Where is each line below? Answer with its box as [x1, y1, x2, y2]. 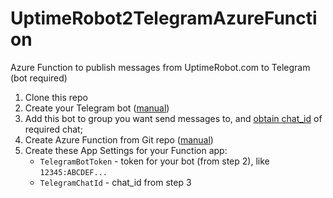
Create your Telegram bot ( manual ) [24, 102, 170, 114]
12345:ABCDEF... [39, 167, 108, 177]
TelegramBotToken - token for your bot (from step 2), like [39, 155, 270, 167]
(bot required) [10, 72, 68, 84]
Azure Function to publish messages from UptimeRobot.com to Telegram [10, 61, 311, 73]
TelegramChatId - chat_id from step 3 [39, 176, 192, 188]
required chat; [24, 123, 83, 135]
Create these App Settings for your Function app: [24, 144, 228, 156]
